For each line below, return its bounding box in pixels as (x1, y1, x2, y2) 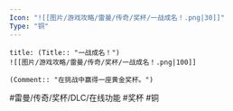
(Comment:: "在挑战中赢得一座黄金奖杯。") (9, 75, 154, 84)
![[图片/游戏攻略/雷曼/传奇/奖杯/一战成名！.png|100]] (9, 58, 197, 67)
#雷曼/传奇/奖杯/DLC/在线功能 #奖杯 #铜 (9, 92, 160, 103)
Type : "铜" (9, 22, 50, 31)
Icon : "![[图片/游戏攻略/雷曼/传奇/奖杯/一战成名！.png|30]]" (9, 13, 226, 23)
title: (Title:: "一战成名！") (9, 48, 120, 57)
